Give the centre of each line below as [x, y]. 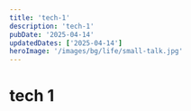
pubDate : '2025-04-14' [52, 34]
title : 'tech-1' [40, 18]
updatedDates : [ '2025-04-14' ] [66, 43]
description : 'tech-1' [52, 26]
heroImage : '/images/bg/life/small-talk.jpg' [96, 51]
